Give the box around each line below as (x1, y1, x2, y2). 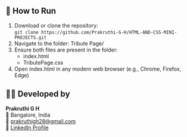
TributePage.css (23, 59, 64, 66)
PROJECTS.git (14, 34, 47, 41)
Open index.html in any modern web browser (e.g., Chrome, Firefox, (14, 65, 182, 72)
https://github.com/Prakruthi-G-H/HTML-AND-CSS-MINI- (40, 29, 177, 35)
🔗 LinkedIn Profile (5, 124, 49, 131)
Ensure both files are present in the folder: (14, 46, 118, 53)
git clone (14, 29, 39, 35)
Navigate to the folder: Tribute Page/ (14, 39, 104, 47)
